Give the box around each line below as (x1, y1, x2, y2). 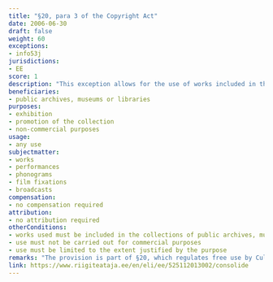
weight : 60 (8, 34, 45, 43)
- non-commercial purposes (8, 125, 100, 133)
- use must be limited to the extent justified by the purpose (8, 246, 227, 254)
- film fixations (8, 178, 67, 187)
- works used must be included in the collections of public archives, (8, 231, 256, 240)
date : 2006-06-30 (8, 20, 67, 28)
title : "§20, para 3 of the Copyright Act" (8, 11, 158, 20)
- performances (8, 163, 60, 171)
